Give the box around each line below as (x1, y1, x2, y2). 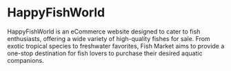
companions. (7, 56, 44, 64)
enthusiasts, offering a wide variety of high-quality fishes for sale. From (7, 34, 210, 42)
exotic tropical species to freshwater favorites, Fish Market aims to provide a (7, 42, 225, 50)
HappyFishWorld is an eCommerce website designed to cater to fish (7, 27, 201, 35)
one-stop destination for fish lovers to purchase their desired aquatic (7, 49, 203, 57)
